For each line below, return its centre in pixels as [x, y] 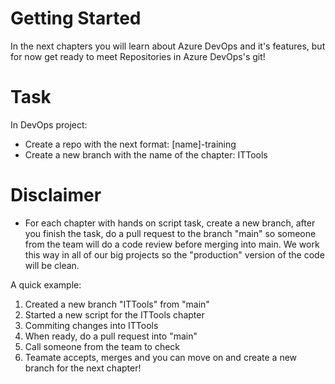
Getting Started [76, 18]
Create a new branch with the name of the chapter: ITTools [146, 154]
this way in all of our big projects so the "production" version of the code [174, 254]
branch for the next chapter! [83, 368]
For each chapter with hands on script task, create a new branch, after [170, 223]
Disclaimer [56, 195]
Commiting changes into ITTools [91, 325]
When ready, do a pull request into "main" [111, 336]
